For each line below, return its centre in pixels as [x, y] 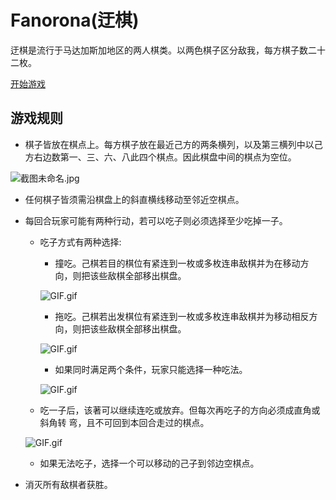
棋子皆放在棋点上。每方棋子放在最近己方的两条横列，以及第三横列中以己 [173, 144]
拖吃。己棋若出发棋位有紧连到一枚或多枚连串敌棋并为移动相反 [182, 316]
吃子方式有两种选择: [80, 242]
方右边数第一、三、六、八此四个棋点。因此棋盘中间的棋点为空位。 [160, 157]
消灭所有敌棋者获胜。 [68, 484]
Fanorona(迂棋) [75, 20]
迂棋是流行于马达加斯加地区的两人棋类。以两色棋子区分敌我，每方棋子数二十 [168, 50]
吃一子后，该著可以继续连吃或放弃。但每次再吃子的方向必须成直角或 [180, 410]
